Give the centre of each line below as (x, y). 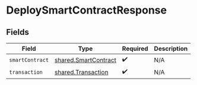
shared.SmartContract (85, 60)
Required (135, 49)
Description (171, 49)
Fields (18, 32)
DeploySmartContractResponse (87, 10)
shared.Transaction (81, 72)
